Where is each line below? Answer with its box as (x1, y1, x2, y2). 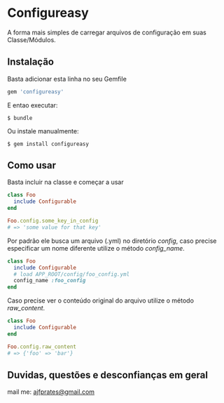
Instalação (7, 56, 55, 68)
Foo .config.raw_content (7, 343, 77, 350)
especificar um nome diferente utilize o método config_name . (7, 244, 185, 252)
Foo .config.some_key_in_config (7, 218, 99, 225)
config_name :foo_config (13, 277, 86, 284)
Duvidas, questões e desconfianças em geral (7, 369, 209, 381)
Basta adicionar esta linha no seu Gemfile (7, 74, 127, 83)
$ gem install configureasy (7, 140, 90, 147)
